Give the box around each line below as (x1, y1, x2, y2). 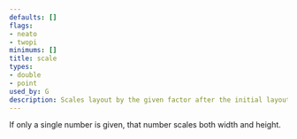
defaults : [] (9, 12, 57, 22)
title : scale (9, 54, 57, 63)
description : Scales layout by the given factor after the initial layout (9, 95, 291, 104)
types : (9, 63, 34, 72)
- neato (9, 29, 38, 38)
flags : (9, 21, 34, 30)
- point (9, 79, 38, 88)
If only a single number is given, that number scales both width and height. (9, 120, 281, 130)
